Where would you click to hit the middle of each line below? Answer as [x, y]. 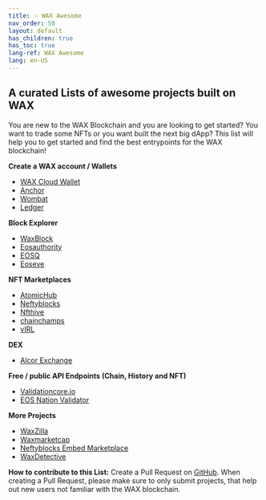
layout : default [35, 30]
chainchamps [42, 320]
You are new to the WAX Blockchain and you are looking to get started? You [133, 124]
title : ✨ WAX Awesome [45, 16]
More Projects [32, 415]
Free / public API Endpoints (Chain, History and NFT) [97, 376]
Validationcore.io [48, 391]
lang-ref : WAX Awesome [46, 53]
